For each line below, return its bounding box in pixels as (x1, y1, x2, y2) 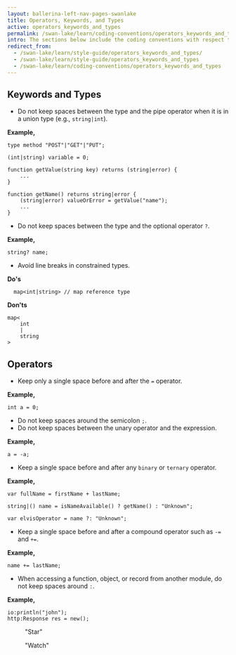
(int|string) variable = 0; (7, 154, 90, 162)
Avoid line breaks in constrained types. (17, 261, 130, 270)
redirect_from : (7, 43, 52, 50)
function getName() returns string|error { (7, 191, 137, 198)
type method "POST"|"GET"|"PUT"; (7, 142, 105, 149)
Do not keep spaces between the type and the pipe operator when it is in (17, 107, 229, 116)
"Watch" (25, 641, 49, 650)
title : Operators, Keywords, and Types (7, 17, 124, 24)
